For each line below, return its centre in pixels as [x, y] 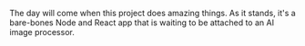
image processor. [42, 32]
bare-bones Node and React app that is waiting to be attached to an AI [142, 23]
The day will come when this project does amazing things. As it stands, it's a [152, 13]
